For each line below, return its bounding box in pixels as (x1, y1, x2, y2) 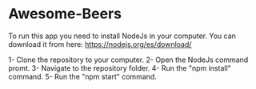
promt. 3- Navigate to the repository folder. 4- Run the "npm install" (8, 63, 232, 72)
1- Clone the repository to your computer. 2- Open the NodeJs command (8, 55, 249, 64)
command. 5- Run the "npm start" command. (8, 72, 158, 81)
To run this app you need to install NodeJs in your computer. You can (8, 31, 236, 41)
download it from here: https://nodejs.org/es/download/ (8, 39, 192, 48)
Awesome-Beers (8, 5, 122, 23)
